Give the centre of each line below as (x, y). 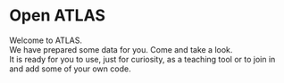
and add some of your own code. (70, 69)
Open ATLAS (57, 16)
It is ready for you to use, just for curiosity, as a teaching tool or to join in (142, 59)
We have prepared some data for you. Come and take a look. (121, 49)
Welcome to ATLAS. (46, 40)
